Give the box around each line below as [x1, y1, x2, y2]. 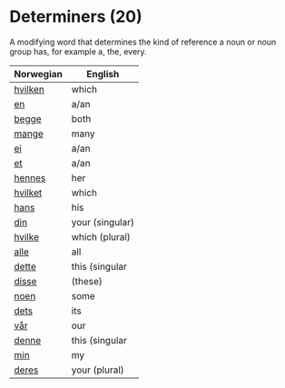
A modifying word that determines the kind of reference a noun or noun [9, 36, 277, 47]
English [85, 67, 120, 80]
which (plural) [71, 230, 132, 243]
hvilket [14, 186, 43, 199]
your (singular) [71, 215, 134, 228]
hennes [14, 171, 46, 184]
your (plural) [71, 363, 124, 376]
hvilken [14, 83, 45, 95]
